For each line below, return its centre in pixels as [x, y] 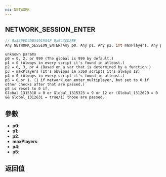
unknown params [21, 55]
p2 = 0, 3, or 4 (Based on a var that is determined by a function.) [78, 67]
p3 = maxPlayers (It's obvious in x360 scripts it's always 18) [73, 72]
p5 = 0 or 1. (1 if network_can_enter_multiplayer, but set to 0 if [77, 80]
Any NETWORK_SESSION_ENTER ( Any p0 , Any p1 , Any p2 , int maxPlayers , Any [82, 45]
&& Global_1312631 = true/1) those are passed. [55, 97]
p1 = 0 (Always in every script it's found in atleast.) [65, 63]
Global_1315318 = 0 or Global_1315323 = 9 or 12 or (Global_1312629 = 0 [82, 93]
